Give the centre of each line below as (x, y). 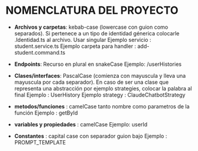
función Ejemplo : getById (46, 113)
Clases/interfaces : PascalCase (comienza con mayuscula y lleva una (100, 75)
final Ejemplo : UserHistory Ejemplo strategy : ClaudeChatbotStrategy (100, 95)
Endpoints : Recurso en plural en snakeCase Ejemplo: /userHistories (98, 64)
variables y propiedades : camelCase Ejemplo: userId (81, 124)
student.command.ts (40, 52)
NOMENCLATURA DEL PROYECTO (92, 10)
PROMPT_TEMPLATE (40, 142)
